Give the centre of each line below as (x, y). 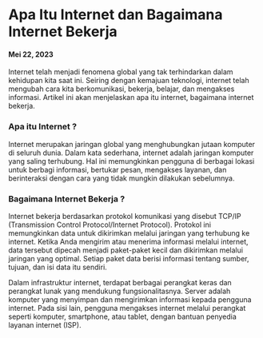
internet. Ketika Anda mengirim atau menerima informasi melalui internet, (129, 241)
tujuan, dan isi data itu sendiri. (58, 267)
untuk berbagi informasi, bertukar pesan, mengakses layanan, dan (118, 169)
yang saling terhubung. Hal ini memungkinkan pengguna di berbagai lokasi (131, 161)
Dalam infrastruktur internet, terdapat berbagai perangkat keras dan (120, 282)
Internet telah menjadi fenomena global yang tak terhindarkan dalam (121, 72)
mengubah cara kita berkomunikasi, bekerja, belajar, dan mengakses (122, 89)
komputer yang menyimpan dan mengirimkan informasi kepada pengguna (130, 299)
